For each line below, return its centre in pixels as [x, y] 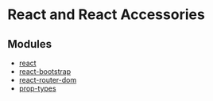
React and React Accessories [106, 15]
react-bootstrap [45, 72]
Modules [30, 44]
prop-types [37, 88]
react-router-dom [48, 80]
